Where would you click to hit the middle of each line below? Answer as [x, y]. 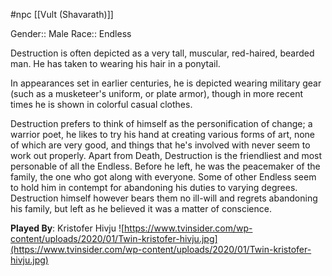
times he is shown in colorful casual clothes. [101, 104]
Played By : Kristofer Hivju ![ [67, 228]
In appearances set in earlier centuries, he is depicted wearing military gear [166, 83]
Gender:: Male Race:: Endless [71, 33]
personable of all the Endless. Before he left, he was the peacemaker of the [165, 166]
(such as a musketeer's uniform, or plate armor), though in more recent [157, 93]
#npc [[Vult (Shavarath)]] [62, 14]
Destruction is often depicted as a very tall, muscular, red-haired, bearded [162, 53]
